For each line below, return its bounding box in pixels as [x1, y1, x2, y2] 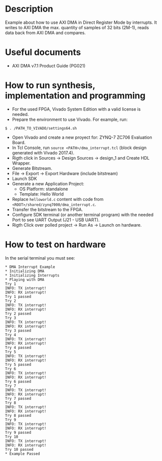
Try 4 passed [5, 345, 32, 350]
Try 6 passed [5, 379, 32, 384]
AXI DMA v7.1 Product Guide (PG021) [12, 63, 86, 68]
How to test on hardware [5, 239, 106, 250]
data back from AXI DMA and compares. [5, 30, 86, 35]
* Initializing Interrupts [5, 273, 60, 278]
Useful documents [5, 47, 81, 58]
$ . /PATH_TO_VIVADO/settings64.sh [5, 126, 77, 131]
